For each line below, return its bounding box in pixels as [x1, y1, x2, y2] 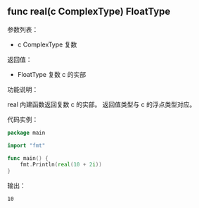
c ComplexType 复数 [17, 40, 77, 49]
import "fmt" [7, 142, 46, 149]
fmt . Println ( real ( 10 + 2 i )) [20, 161, 102, 169]
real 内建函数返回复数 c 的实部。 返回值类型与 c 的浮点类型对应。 [7, 100, 196, 109]
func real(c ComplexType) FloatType [7, 6, 171, 18]
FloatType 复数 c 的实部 [17, 70, 86, 78]
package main [7, 129, 46, 136]
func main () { [7, 154, 49, 161]
